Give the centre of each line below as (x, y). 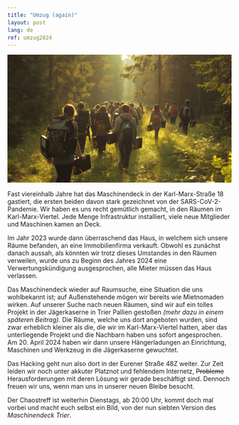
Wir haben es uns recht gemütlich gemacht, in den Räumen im (131, 209)
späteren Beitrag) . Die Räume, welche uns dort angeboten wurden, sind (113, 320)
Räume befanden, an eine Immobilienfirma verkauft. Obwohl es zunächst (114, 246)
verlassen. (22, 276)
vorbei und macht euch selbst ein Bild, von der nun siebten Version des (112, 408)
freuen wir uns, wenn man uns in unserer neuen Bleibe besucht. (101, 387)
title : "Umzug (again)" (43, 15)
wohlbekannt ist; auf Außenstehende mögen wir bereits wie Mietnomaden (116, 297)
